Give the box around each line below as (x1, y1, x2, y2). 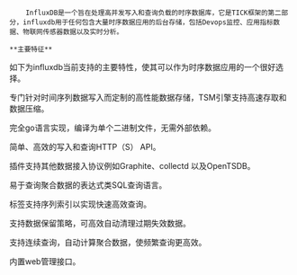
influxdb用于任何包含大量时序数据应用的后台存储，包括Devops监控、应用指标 (22, 18, 274, 27)
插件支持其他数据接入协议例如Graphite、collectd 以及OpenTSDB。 (9, 161, 256, 171)
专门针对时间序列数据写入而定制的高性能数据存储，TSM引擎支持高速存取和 (9, 93, 287, 102)
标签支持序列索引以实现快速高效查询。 (9, 199, 151, 209)
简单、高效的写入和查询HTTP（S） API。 (9, 142, 161, 152)
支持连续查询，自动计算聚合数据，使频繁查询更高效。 (9, 237, 207, 247)
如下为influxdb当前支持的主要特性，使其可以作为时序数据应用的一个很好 (9, 62, 276, 72)
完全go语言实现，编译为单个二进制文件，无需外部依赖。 (9, 122, 216, 133)
